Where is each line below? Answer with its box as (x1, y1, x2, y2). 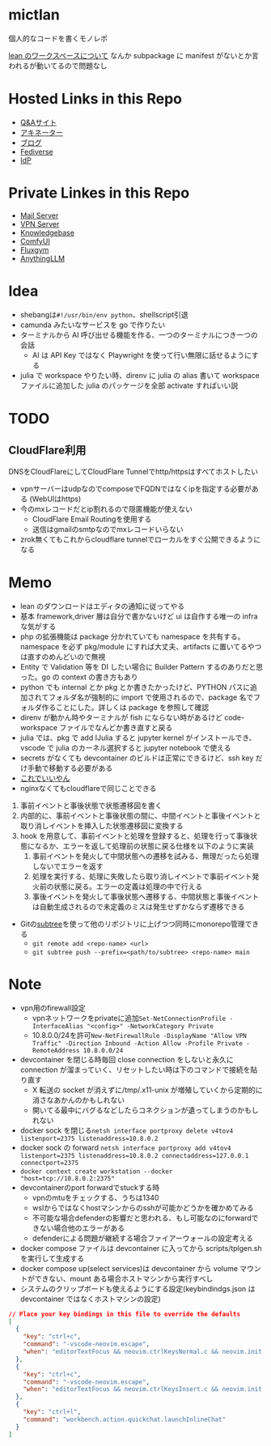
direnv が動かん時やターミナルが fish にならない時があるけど (19, 712, 222, 722)
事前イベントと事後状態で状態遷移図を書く (19, 800, 163, 810)
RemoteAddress (32, 1046, 80, 1054)
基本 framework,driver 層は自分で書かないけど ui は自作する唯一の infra (19, 611, 258, 621)
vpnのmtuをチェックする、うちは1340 (32, 1193, 159, 1202)
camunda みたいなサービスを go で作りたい (19, 320, 166, 330)
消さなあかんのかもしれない (32, 1095, 125, 1104)
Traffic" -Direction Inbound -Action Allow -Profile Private (32, 1039, 243, 1048)
